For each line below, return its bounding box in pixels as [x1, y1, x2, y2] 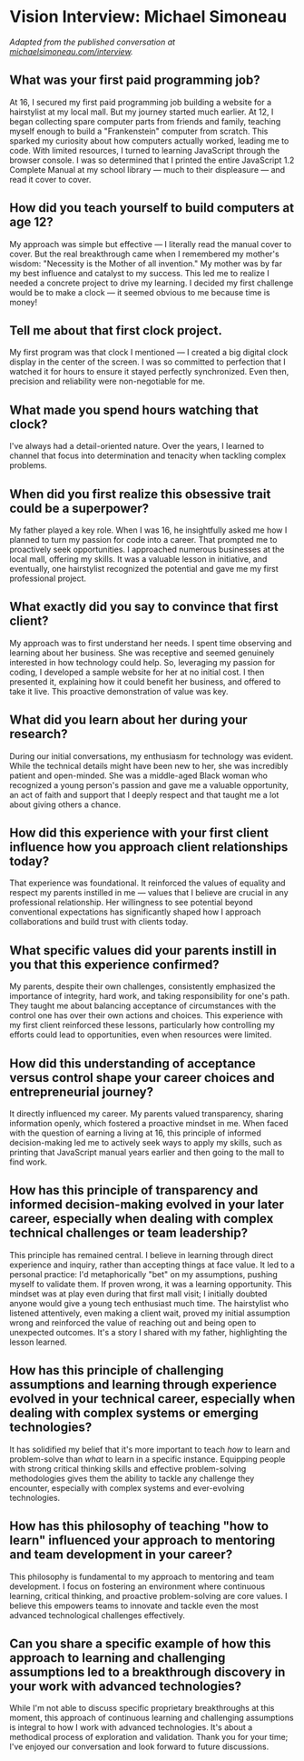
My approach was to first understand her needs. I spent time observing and [9, 637, 292, 648]
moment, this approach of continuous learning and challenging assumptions [9, 1712, 294, 1724]
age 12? [9, 215, 54, 230]
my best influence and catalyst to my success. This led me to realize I [9, 267, 270, 278]
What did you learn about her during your [9, 712, 248, 728]
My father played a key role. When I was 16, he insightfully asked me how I [9, 525, 288, 535]
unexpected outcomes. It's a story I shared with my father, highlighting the [9, 1326, 288, 1337]
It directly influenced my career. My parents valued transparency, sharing [9, 1108, 284, 1119]
